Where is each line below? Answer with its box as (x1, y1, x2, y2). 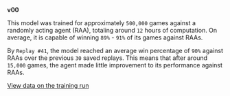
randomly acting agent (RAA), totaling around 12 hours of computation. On (7, 27, 218, 34)
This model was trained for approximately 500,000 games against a (7, 19, 196, 27)
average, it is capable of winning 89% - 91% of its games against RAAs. (7, 33, 203, 42)
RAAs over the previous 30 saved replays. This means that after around (7, 54, 208, 62)
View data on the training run (7, 82, 89, 89)
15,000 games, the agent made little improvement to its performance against (7, 61, 223, 69)
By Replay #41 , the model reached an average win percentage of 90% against (7, 47, 224, 54)
